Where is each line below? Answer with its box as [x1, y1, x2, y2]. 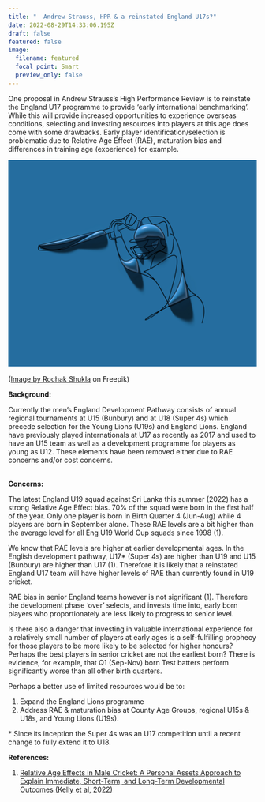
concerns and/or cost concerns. [8, 455, 113, 465]
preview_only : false [15, 71, 83, 79]
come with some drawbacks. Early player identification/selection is [8, 127, 226, 137]
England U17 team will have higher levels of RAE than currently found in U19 [8, 569, 255, 578]
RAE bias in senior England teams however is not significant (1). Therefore [8, 593, 248, 602]
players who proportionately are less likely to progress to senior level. [8, 609, 234, 619]
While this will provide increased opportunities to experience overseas [8, 111, 237, 120]
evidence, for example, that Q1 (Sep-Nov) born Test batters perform [8, 658, 229, 668]
